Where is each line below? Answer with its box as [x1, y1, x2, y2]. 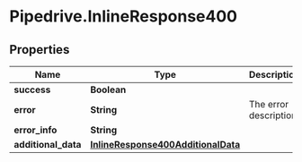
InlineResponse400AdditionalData [89, 139, 241, 150]
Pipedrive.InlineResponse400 [9, 6, 238, 27]
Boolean [89, 83, 127, 96]
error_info [13, 124, 58, 136]
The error [248, 98, 289, 110]
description [248, 109, 298, 122]
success [13, 83, 51, 96]
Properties [9, 42, 70, 57]
